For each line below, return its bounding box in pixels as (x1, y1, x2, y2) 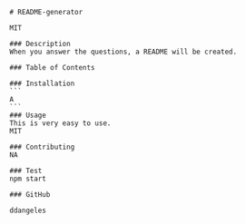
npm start (9, 174, 47, 183)
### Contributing (9, 142, 75, 151)
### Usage (9, 111, 47, 120)
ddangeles (9, 206, 47, 215)
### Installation (9, 79, 75, 88)
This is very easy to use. (9, 119, 112, 128)
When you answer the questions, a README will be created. (9, 47, 238, 56)
